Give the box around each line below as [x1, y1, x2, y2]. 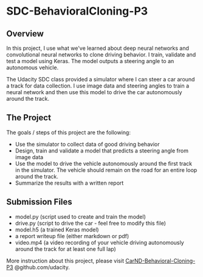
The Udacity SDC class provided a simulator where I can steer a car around [6, 76, 195, 83]
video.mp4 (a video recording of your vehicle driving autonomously [15, 239, 184, 246]
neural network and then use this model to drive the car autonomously [6, 89, 182, 95]
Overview [6, 29, 44, 39]
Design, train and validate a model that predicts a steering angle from [15, 147, 188, 154]
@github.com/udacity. [14, 263, 70, 271]
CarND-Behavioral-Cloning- [125, 257, 196, 264]
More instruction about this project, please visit [6, 257, 125, 264]
